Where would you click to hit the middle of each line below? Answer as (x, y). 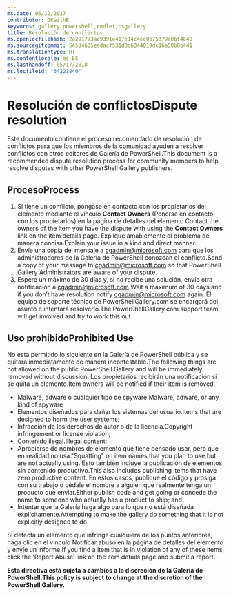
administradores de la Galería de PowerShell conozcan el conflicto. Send (120, 258)
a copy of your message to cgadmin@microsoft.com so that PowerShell (119, 265)
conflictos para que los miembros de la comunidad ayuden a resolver (106, 146)
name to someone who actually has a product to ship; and (100, 500)
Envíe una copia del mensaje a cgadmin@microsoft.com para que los (115, 250)
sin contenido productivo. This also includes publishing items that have (117, 471)
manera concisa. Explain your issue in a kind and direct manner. (107, 243)
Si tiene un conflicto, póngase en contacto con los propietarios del (112, 207)
